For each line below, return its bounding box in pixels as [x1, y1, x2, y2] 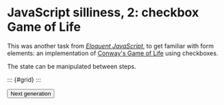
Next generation [10, 90, 51, 97]
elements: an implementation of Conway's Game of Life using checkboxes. [7, 49, 219, 57]
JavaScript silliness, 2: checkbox [7, 5, 199, 20]
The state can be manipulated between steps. [7, 62, 136, 70]
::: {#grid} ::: [7, 75, 41, 83]
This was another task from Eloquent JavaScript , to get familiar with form [7, 42, 214, 50]
